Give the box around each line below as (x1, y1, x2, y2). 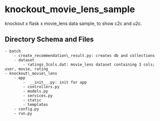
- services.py (23, 93, 53, 98)
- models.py (23, 88, 49, 94)
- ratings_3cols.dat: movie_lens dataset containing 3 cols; (23, 62, 155, 67)
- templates (23, 102, 49, 107)
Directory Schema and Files (5, 35, 94, 44)
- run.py (14, 111, 33, 116)
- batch (5, 48, 21, 54)
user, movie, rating (5, 66, 49, 72)
